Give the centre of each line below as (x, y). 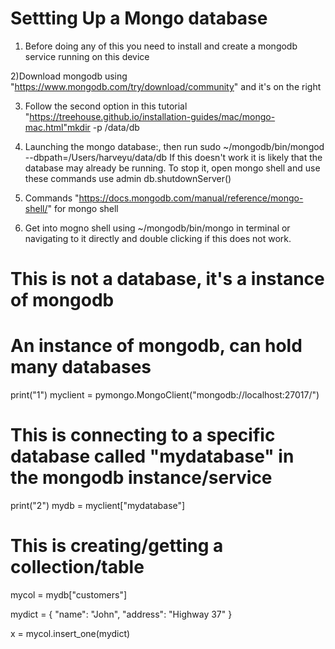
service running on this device (87, 56)
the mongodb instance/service (141, 478)
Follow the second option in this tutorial (106, 106)
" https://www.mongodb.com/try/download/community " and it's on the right (166, 86)
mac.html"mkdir (57, 127)
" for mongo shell (83, 208)
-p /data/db (116, 127)
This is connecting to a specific (143, 435)
